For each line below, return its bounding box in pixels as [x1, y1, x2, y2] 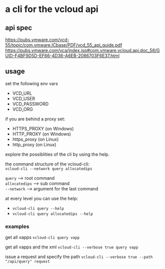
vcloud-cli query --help [12, 206, 64, 211]
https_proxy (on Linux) [12, 136, 59, 142]
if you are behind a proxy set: [5, 116, 66, 122]
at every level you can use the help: [5, 195, 78, 201]
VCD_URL [12, 90, 32, 96]
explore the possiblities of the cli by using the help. [5, 151, 110, 157]
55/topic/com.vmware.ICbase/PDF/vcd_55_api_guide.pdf [5, 42, 122, 48]
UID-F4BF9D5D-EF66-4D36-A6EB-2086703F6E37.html [5, 53, 120, 59]
